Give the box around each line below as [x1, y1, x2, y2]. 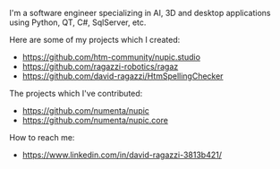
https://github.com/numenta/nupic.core [21, 115, 168, 125]
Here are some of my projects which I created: [9, 35, 181, 45]
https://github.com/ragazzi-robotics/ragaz [21, 62, 179, 72]
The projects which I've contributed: [9, 89, 143, 98]
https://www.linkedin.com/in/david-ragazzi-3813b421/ [21, 149, 222, 160]
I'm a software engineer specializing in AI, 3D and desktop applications [9, 8, 271, 18]
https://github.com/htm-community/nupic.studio [21, 52, 201, 62]
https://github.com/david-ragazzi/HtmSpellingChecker [21, 71, 224, 81]
